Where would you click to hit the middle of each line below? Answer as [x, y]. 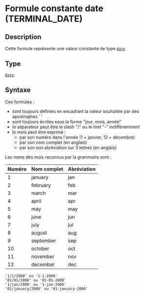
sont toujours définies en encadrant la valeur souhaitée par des [75, 111]
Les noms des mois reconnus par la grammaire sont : [58, 157]
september [44, 240]
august [39, 233]
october [40, 248]
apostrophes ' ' [27, 116]
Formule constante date [54, 9]
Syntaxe [18, 90]
